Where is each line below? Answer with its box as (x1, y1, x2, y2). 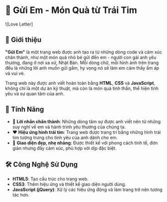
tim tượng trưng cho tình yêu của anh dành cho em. (12, 134, 118, 140)
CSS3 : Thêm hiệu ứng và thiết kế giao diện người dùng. (12, 181, 126, 187)
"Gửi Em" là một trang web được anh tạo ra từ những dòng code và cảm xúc (5, 49, 163, 55)
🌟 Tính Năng (5, 105, 44, 114)
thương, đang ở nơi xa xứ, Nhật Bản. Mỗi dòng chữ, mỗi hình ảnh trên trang (5, 60, 159, 66)
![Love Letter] (5, 21, 33, 27)
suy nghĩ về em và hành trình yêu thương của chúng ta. (12, 124, 126, 130)
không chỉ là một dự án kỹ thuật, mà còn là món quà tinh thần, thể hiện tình (5, 85, 159, 91)
